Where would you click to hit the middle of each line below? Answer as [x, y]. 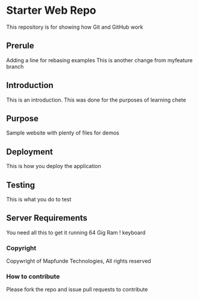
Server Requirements [47, 218]
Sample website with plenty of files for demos [63, 133]
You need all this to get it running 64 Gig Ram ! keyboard [76, 232]
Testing [21, 185]
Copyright [21, 248]
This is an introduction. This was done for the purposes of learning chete [96, 100]
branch [15, 66]
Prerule [20, 46]
